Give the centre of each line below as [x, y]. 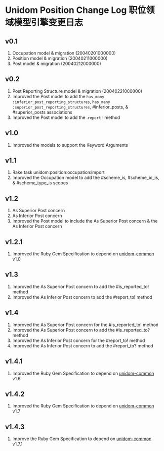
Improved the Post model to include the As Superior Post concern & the [85, 221]
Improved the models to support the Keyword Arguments [70, 145]
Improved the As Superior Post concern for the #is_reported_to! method [85, 325]
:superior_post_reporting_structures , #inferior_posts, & [70, 107]
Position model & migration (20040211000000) [60, 58]
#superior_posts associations [42, 112]
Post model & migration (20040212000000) [57, 63]
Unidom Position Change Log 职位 [76, 10]
